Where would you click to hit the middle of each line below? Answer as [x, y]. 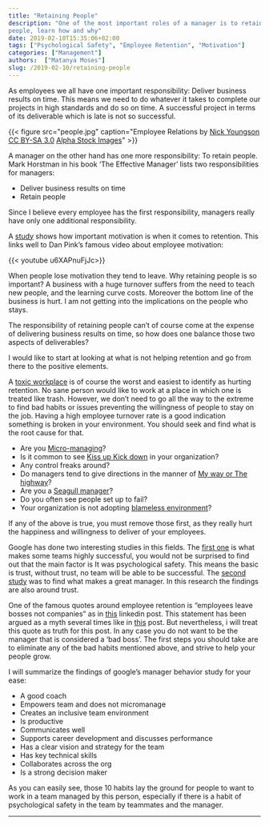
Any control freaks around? [65, 465]
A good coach [43, 695]
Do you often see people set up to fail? [84, 499]
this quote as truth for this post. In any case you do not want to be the [123, 631]
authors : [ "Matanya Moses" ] [57, 61]
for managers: [32, 172]
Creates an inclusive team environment [84, 712]
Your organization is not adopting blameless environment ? [116, 507]
